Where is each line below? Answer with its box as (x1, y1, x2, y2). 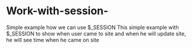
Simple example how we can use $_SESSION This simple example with (6, 24, 179, 31)
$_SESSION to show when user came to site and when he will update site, (6, 30, 187, 37)
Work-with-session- (6, 4, 108, 18)
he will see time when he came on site (6, 36, 100, 43)
